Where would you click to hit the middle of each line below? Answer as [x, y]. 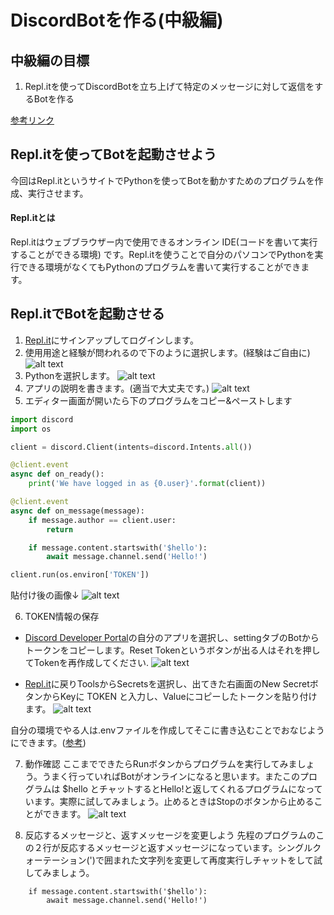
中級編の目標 [50, 60]
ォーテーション [55, 860]
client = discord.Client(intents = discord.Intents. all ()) [131, 447]
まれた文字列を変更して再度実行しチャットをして [213, 860]
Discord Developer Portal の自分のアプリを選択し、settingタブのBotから [172, 638]
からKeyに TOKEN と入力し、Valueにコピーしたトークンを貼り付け [180, 697]
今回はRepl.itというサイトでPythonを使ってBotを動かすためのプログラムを [162, 180]
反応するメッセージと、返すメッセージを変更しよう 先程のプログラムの [170, 835]
